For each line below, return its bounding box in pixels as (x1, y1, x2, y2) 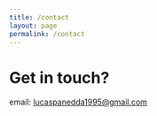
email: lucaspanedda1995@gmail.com (9, 97, 148, 107)
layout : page (9, 21, 58, 30)
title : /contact (9, 12, 69, 22)
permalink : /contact (9, 29, 86, 38)
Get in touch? (9, 67, 110, 88)
